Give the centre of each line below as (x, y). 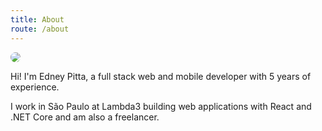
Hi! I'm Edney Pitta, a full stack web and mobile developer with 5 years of (161, 76)
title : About (37, 19)
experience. (35, 87)
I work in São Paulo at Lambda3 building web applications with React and (161, 106)
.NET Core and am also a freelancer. (85, 117)
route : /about (40, 29)
